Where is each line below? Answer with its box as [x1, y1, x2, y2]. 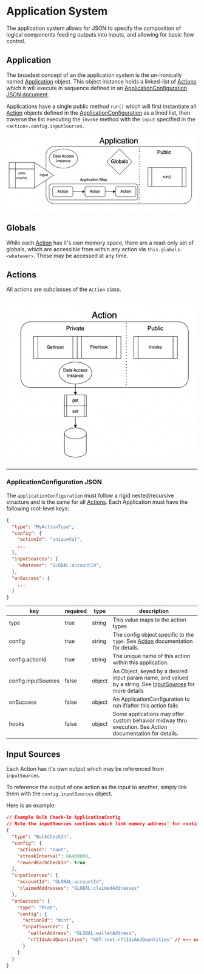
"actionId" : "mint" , [22, 917, 75, 923]
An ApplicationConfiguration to [112, 695, 190, 703]
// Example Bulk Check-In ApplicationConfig [6, 814, 121, 821]
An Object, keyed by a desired [112, 667, 188, 675]
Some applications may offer [112, 711, 185, 718]
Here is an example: [6, 802, 56, 809]
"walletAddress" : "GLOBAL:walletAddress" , [28, 930, 137, 937]
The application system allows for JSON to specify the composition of [6, 24, 182, 32]
